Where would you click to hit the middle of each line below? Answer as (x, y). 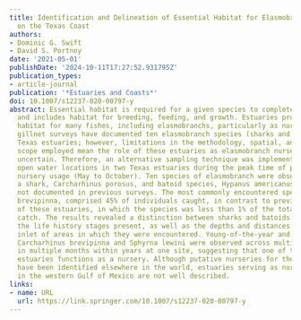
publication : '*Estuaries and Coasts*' (84, 92)
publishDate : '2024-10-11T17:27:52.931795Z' (94, 68)
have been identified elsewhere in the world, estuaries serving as (148, 268)
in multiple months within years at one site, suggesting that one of (152, 251)
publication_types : (46, 76)
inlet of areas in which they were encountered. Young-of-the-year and (154, 234)
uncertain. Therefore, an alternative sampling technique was (136, 159)
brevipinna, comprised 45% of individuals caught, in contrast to (144, 201)
